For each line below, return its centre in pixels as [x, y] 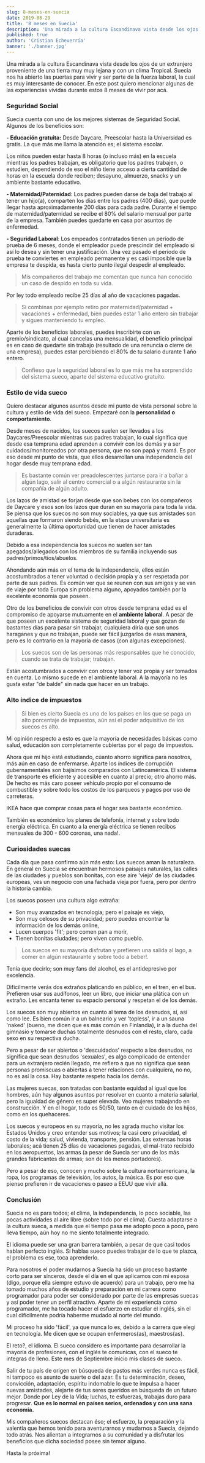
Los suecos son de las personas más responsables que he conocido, [108, 653]
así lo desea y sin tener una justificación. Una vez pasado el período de [96, 252]
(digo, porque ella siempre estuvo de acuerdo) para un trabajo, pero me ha [100, 1283]
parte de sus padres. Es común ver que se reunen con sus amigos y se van [101, 583]
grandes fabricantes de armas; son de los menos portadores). [85, 1159]
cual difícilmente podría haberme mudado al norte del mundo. [84, 1315]
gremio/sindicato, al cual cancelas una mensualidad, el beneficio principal [99, 339]
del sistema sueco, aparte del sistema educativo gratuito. [93, 377]
